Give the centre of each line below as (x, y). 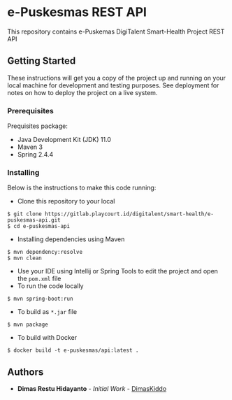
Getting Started (42, 61)
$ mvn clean (24, 258)
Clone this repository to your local (66, 201)
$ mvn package (28, 325)
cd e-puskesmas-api (42, 227)
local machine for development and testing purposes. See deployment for (113, 85)
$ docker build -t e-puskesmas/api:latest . (73, 350)
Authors (26, 372)
